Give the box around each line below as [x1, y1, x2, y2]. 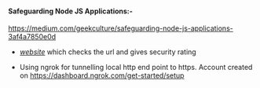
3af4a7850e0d [8, 32, 57, 42]
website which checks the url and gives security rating [19, 47, 196, 57]
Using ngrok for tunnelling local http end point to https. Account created [19, 63, 253, 72]
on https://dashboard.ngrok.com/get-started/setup [19, 71, 185, 80]
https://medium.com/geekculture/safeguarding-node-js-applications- [8, 24, 233, 33]
